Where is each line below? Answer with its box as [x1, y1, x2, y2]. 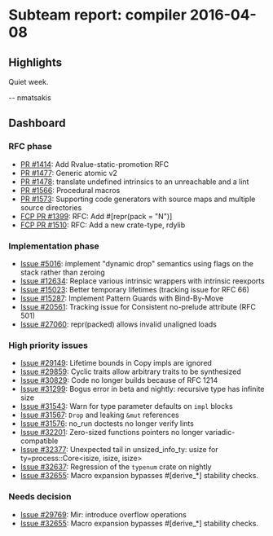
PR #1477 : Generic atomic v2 [20, 168, 118, 178]
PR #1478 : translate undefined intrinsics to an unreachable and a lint [20, 177, 249, 187]
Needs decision [8, 491, 72, 503]
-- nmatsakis [8, 93, 51, 103]
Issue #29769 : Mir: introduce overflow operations [20, 509, 187, 519]
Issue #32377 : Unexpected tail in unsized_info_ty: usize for [20, 445, 218, 455]
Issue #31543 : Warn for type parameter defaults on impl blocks [20, 402, 234, 411]
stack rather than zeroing [20, 267, 105, 277]
